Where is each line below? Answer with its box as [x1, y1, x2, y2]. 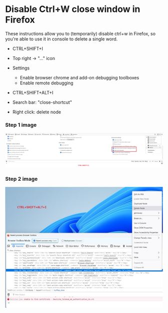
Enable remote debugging [19, 80, 73, 86]
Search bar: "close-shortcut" [12, 99, 72, 105]
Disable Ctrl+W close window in [5, 3, 140, 15]
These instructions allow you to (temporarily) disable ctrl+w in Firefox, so [5, 30, 156, 36]
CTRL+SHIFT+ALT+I [12, 89, 53, 95]
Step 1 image [5, 121, 37, 128]
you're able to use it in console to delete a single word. [5, 36, 118, 42]
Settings [12, 65, 30, 71]
